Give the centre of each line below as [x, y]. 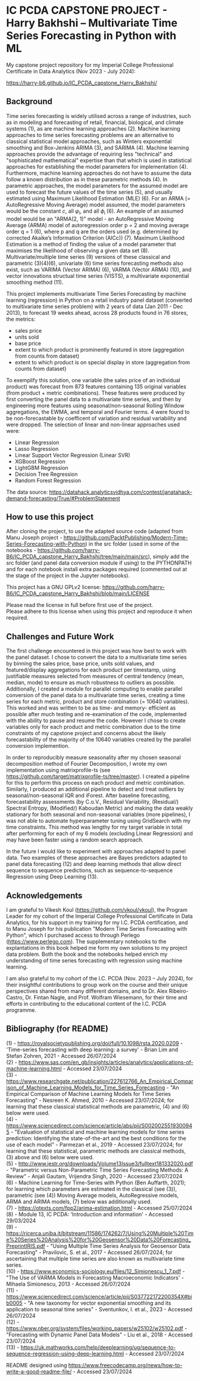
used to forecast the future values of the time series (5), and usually [89, 192]
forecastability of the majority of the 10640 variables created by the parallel [99, 739]
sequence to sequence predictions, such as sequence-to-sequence [90, 871]
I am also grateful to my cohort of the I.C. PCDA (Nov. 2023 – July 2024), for [100, 978]
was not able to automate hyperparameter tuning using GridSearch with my [99, 821]
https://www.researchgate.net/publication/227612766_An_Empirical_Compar [100, 1081]
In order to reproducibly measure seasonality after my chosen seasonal [94, 757]
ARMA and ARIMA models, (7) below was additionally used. [79, 1202]
